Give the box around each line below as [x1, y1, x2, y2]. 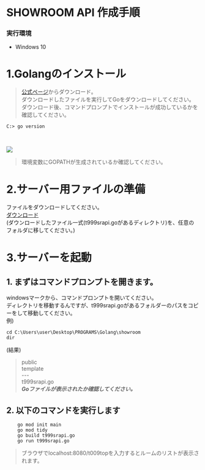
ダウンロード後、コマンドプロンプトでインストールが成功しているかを [21, 104, 198, 111]
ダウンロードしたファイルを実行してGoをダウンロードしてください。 [21, 96, 195, 103]
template [21, 365, 44, 372]
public [21, 358, 37, 366]
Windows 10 [15, 44, 47, 51]
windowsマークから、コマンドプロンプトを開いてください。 [6, 294, 157, 301]
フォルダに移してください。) [6, 226, 75, 234]
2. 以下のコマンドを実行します [6, 405, 121, 415]
